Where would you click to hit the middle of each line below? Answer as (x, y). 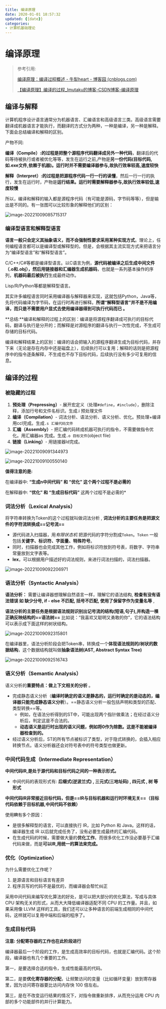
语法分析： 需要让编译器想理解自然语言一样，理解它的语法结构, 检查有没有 (81, 595)
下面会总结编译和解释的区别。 (35, 132)
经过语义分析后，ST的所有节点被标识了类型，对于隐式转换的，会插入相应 (86, 739)
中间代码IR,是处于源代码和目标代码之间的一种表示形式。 (62, 771)
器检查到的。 (33, 733)
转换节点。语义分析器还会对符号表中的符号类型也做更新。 (71, 745)
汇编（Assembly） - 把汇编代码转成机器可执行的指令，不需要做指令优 (83, 429)
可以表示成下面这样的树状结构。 (38, 624)
